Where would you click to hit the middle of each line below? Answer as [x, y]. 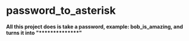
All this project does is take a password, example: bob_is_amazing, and [95, 27]
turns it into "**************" [44, 32]
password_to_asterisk [61, 11]
